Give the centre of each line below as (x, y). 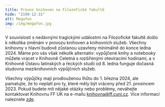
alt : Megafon (18, 19)
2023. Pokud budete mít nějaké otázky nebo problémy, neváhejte (71, 89)
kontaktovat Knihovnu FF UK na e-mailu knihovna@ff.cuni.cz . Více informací (82, 94)
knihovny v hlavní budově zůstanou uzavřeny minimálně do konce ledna (78, 48)
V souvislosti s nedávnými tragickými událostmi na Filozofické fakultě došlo (82, 37)
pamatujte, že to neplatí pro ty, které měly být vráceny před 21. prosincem (80, 84)
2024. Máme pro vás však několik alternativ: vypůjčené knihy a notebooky (81, 53)
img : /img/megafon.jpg (28, 23)
